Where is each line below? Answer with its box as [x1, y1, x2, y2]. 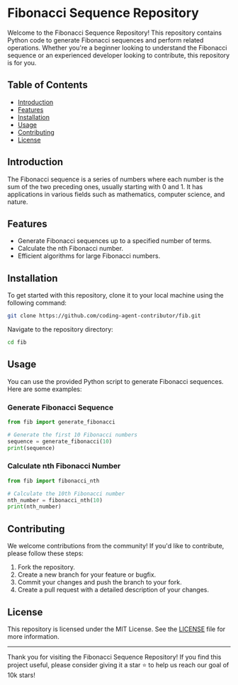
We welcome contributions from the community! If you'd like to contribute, [7, 542, 225, 550]
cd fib [7, 339, 27, 346]
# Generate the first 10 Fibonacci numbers [7, 431, 138, 438]
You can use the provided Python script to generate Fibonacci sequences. [7, 377, 225, 385]
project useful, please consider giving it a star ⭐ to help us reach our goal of [7, 660, 229, 669]
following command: [7, 299, 67, 307]
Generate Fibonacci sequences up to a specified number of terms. [17, 237, 212, 245]
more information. [7, 632, 59, 640]
